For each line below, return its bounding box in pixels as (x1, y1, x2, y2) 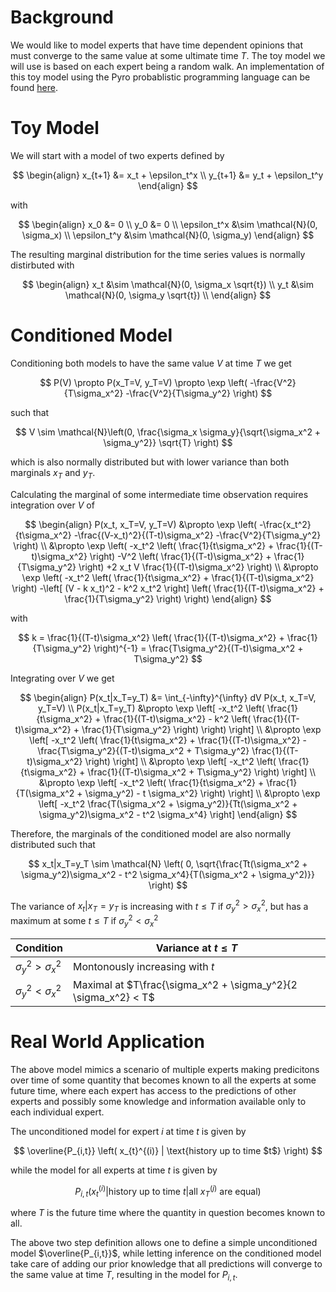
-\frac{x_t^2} (259, 518, 312, 530)
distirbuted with (10, 259, 75, 271)
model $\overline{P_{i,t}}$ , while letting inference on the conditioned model (10, 1247, 322, 1260)
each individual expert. (10, 1106, 105, 1118)
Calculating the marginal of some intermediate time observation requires (10, 488, 309, 500)
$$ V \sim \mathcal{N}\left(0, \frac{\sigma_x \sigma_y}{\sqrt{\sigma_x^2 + (14, 426, 322, 438)
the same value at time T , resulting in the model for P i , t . (10, 1269, 238, 1283)
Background (10, 6, 114, 29)
